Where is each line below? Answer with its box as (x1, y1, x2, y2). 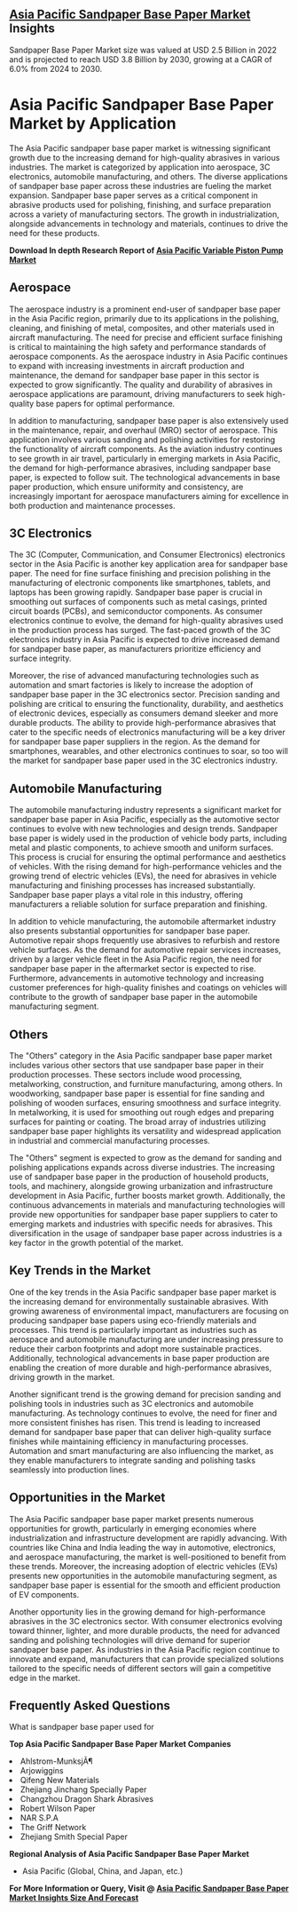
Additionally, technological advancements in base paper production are (9, 1353, 271, 1363)
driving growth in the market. (9, 1371, 115, 1382)
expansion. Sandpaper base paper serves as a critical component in (9, 190, 259, 201)
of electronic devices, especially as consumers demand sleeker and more (9, 708, 278, 718)
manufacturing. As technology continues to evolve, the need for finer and (9, 1408, 278, 1418)
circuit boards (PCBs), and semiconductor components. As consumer (9, 606, 263, 616)
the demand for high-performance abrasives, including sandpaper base (9, 462, 271, 473)
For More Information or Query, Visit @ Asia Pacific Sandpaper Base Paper (9, 1883, 289, 1894)
